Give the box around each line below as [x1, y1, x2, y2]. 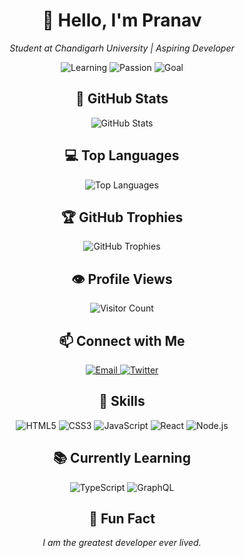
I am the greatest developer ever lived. [42, 537, 202, 549]
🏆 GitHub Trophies [60, 209, 184, 226]
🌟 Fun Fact [88, 510, 156, 528]
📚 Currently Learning [53, 450, 191, 467]
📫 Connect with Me [58, 332, 186, 349]
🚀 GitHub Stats [75, 90, 169, 108]
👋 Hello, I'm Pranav [42, 9, 202, 32]
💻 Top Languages [64, 147, 180, 164]
